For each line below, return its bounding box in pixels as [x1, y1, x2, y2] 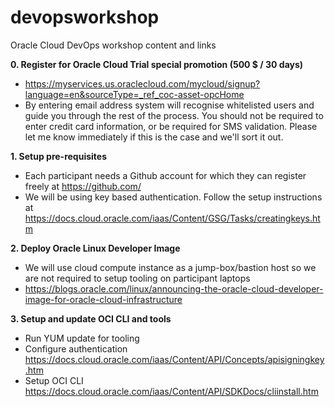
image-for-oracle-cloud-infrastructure [24, 293, 183, 305]
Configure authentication [24, 342, 128, 355]
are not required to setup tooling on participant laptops [24, 272, 251, 284]
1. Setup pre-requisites [10, 150, 107, 162]
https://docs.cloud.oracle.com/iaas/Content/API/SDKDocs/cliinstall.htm [24, 385, 319, 397]
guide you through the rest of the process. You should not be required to [24, 109, 324, 121]
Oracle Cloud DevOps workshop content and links [10, 39, 217, 51]
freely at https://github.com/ [24, 180, 142, 192]
